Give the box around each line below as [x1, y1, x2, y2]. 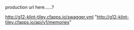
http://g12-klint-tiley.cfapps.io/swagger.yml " [5, 14, 97, 19]
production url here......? [5, 4, 54, 10]
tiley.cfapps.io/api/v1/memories [5, 19, 70, 25]
